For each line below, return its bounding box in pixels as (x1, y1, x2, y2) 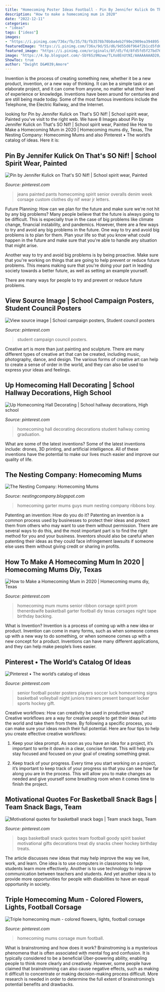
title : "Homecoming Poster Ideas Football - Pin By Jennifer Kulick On (5, 7, 155, 12)
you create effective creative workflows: (5, 731, 87, 737)
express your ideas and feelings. (5, 367, 71, 372)
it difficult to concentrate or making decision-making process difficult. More (5, 971, 158, 977)
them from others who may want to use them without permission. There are (5, 523, 158, 529)
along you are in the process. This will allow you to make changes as (12, 771, 151, 776)
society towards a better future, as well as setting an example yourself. (5, 267, 148, 273)
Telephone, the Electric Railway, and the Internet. (5, 102, 105, 108)
